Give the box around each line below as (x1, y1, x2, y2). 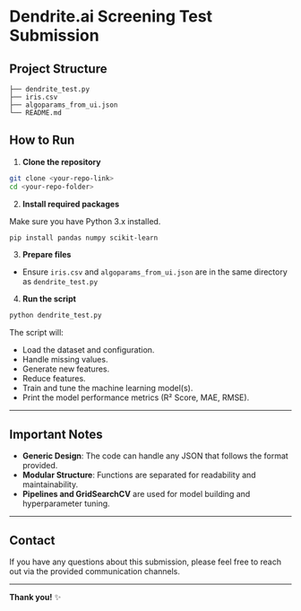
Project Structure (9, 61, 107, 76)
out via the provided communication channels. (9, 565, 181, 576)
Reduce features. (21, 373, 87, 384)
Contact (9, 532, 56, 548)
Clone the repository (21, 156, 101, 167)
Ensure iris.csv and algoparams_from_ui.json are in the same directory (21, 266, 288, 277)
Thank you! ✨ (9, 591, 62, 602)
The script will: (9, 327, 64, 338)
